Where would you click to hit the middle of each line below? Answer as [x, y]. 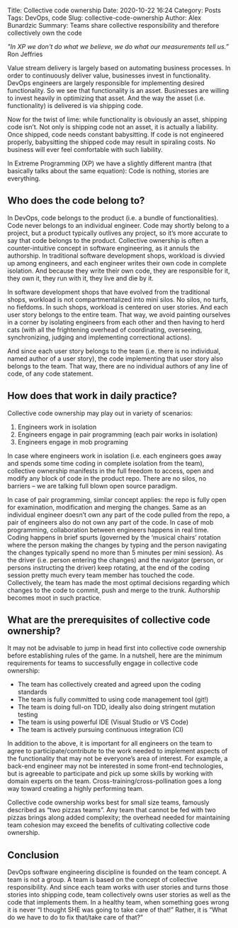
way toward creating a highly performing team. [76, 789]
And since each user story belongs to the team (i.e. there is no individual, [114, 351]
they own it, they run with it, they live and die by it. [81, 278]
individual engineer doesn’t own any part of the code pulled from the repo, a [119, 515]
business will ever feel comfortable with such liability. [85, 149]
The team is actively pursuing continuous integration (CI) [101, 730]
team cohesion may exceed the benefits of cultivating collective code [109, 825]
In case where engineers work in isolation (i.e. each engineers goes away [114, 455]
